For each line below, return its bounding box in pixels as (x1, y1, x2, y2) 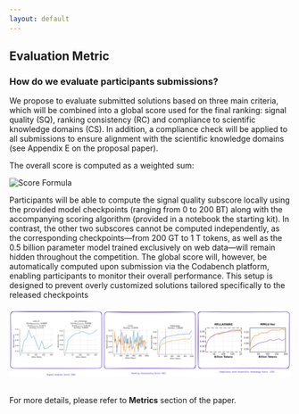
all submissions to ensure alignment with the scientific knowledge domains (9, 134, 285, 145)
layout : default (9, 14, 70, 23)
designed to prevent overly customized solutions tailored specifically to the (9, 280, 286, 291)
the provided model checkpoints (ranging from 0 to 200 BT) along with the (9, 204, 283, 215)
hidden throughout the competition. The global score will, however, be (9, 252, 268, 262)
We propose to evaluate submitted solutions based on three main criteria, (9, 95, 279, 106)
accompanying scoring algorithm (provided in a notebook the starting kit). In (9, 214, 290, 225)
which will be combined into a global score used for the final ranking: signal (9, 105, 287, 116)
